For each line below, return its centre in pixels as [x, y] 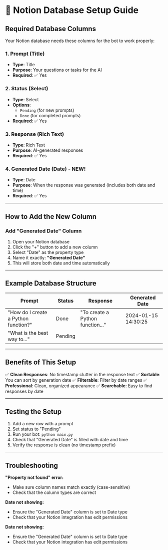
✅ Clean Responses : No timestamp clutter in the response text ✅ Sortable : [83, 374]
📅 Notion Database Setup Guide [72, 10]
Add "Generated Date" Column [43, 231]
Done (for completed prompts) [50, 115]
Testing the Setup [33, 411]
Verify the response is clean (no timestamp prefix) [64, 445]
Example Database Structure [51, 283]
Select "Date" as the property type [48, 252]
